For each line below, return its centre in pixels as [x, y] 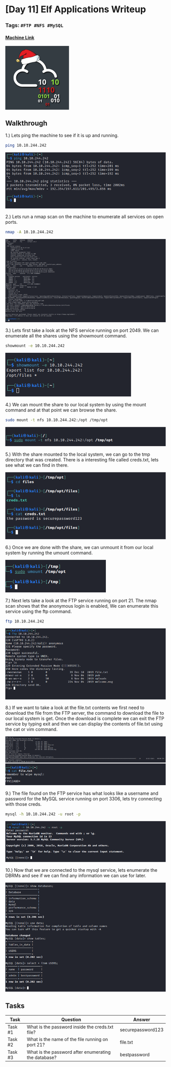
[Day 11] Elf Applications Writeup [76, 9]
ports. [11, 222]
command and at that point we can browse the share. [61, 410]
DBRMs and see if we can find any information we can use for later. [76, 875]
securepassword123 [142, 1030]
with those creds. [23, 804]
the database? [42, 1057]
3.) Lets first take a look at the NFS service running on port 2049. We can [82, 330]
